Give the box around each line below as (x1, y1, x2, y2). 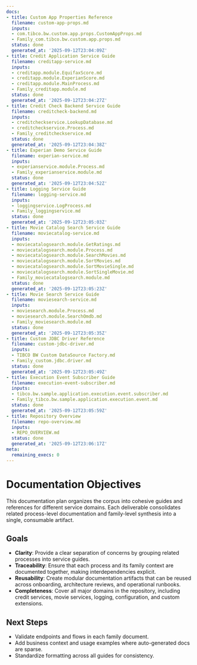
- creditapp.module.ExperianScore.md (11, 75, 105, 81)
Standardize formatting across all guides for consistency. (14, 652, 154, 659)
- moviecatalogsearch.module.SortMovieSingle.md (11, 263, 134, 270)
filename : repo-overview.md (11, 418, 81, 425)
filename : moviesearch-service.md (11, 297, 97, 303)
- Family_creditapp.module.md (11, 86, 86, 92)
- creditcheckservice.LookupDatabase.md (11, 120, 113, 126)
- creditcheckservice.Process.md (11, 125, 94, 131)
